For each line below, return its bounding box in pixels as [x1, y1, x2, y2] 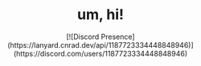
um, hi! [76, 6, 125, 24]
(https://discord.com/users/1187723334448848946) [13, 49, 188, 58]
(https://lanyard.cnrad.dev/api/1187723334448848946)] [6, 40, 195, 49]
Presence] [100, 32, 136, 41]
